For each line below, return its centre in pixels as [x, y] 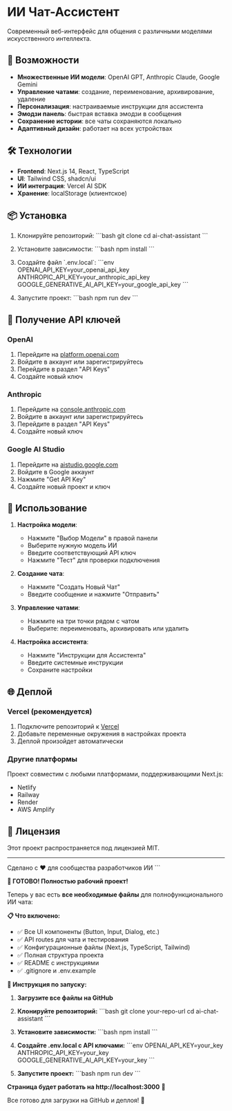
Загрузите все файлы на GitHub [65, 998]
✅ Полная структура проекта [60, 955]
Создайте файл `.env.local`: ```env [66, 263]
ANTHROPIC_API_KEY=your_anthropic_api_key [84, 277]
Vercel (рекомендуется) [50, 711]
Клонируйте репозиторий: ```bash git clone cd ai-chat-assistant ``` [113, 236]
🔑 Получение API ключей [64, 320]
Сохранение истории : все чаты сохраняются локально [99, 121]
